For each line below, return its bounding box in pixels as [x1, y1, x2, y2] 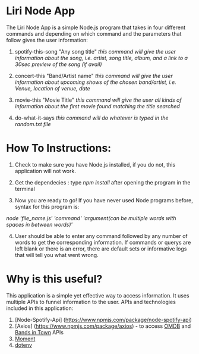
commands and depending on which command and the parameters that [6, 30, 182, 37]
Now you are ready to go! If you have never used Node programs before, [14, 196, 193, 203]
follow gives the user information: [6, 36, 88, 43]
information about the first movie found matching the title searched [14, 102, 180, 109]
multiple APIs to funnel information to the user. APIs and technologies [6, 298, 176, 305]
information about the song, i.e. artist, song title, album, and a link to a [14, 54, 188, 61]
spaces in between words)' [6, 221, 73, 228]
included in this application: [6, 305, 74, 312]
